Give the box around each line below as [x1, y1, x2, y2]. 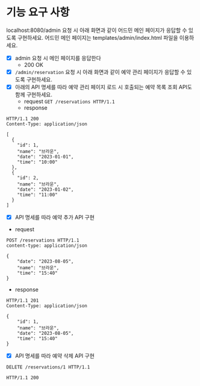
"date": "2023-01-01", [17, 154, 74, 160]
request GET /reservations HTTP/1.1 [23, 98, 115, 105]
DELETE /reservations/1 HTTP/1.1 [6, 364, 90, 370]
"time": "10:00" [17, 159, 58, 166]
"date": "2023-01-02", [17, 187, 74, 193]
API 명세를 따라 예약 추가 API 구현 [14, 214, 95, 221]
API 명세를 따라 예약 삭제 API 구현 [14, 352, 95, 360]
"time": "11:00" [17, 192, 58, 198]
